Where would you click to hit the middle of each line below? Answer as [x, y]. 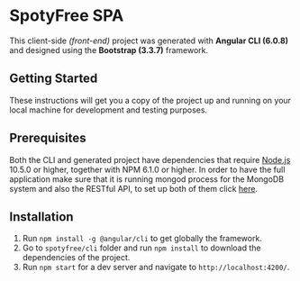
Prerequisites [48, 138]
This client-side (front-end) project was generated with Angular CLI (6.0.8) [149, 41]
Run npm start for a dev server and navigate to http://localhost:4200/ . [156, 267]
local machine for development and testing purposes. [109, 110]
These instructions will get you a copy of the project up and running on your [150, 100]
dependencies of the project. [76, 258]
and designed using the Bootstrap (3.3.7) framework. [109, 50]
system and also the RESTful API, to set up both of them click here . [134, 188]
